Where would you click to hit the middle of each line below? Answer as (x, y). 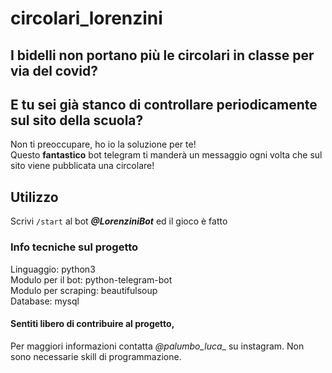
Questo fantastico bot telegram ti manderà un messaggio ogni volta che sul (166, 155)
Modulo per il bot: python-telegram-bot (91, 279)
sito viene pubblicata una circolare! (82, 166)
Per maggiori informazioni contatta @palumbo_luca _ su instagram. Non (157, 346)
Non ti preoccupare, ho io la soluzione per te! (103, 144)
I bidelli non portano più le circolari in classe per (162, 55)
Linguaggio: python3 (53, 269)
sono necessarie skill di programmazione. (96, 356)
